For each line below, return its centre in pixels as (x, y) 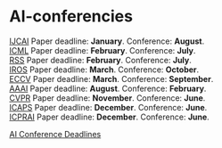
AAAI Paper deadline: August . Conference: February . (108, 88)
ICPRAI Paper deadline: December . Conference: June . (109, 117)
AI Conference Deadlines (55, 134)
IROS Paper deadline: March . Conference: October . (104, 70)
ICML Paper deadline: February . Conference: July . (103, 50)
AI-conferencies (71, 16)
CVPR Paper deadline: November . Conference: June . (107, 98)
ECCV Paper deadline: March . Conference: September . (111, 78)
